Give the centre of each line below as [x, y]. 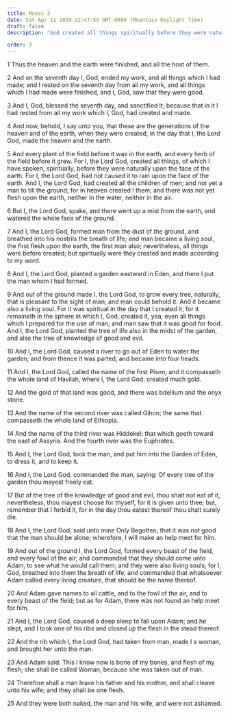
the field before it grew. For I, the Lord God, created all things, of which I [108, 161]
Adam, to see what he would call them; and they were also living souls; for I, [114, 565]
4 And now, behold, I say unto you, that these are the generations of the [108, 126]
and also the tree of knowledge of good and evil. [75, 338]
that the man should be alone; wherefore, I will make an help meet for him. [112, 538]
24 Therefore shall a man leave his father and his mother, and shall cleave [111, 683]
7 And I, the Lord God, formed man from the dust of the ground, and [103, 232]
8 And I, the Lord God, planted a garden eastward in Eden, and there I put [111, 274]
